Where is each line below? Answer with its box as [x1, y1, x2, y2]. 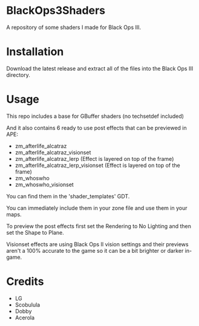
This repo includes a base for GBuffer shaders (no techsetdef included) [6, 112, 184, 120]
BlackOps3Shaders [6, 4, 106, 18]
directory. [6, 71, 30, 79]
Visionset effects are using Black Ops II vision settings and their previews [6, 240, 189, 248]
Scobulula [15, 301, 41, 308]
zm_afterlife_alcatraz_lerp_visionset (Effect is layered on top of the [15, 161, 180, 169]
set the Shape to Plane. [6, 229, 65, 236]
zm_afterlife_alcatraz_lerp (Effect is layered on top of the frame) [15, 155, 174, 162]
